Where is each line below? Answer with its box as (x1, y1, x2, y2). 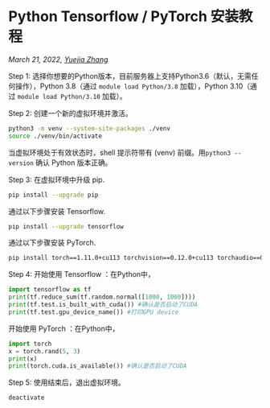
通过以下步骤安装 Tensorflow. (8, 206, 106, 216)
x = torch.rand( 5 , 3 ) (8, 347, 81, 355)
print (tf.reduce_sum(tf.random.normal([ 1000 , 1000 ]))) (8, 293, 196, 302)
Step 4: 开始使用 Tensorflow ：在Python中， (8, 270, 155, 279)
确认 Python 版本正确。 (35, 158, 112, 167)
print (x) (8, 355, 38, 363)
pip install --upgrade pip (8, 191, 99, 199)
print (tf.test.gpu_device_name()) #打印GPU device (8, 307, 179, 316)
